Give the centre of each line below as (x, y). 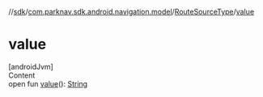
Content (22, 75)
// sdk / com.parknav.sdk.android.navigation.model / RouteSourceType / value (131, 12)
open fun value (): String (48, 83)
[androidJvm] (31, 66)
